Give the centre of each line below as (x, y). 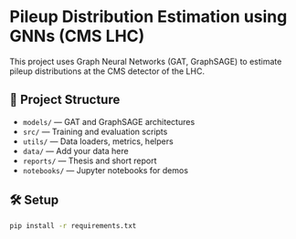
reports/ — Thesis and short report (90, 161)
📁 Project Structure (65, 100)
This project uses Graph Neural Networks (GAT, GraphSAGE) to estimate (146, 61)
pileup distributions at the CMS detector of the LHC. (107, 71)
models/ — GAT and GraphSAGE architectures (109, 121)
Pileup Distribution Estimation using (148, 17)
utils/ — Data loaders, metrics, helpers (98, 141)
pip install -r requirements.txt (73, 225)
